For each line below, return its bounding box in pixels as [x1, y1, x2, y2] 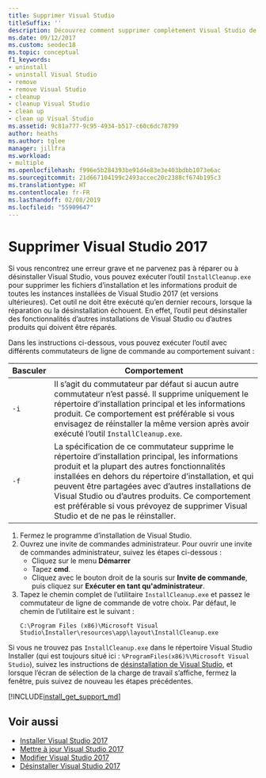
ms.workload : [8, 151, 51, 159]
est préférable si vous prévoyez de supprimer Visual [54, 500, 248, 512]
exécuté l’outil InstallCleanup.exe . [54, 428, 183, 439]
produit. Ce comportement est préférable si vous [54, 408, 235, 420]
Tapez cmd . [31, 565, 71, 574]
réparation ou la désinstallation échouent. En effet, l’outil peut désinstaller [8, 306, 248, 316]
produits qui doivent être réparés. [8, 323, 117, 332]
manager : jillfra [8, 144, 66, 152]
